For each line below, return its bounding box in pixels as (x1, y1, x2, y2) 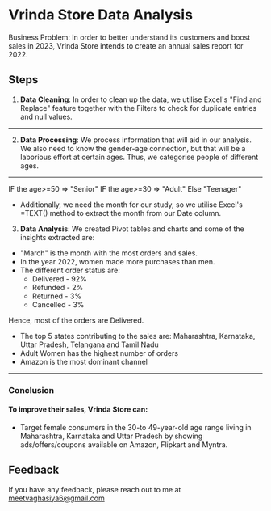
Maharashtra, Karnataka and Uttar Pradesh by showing (19, 431, 203, 441)
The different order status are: (19, 265, 121, 275)
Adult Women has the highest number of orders (19, 348, 179, 357)
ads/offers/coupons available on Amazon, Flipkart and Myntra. (19, 439, 228, 450)
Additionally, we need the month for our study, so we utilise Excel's (19, 200, 244, 209)
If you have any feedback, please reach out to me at (8, 484, 181, 494)
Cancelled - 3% (31, 299, 85, 309)
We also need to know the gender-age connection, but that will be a (19, 143, 246, 153)
